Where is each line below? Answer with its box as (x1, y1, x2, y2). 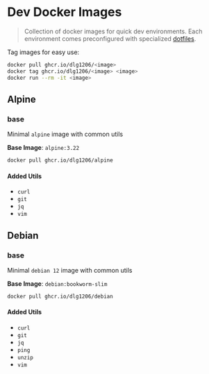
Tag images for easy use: (7, 48, 80, 56)
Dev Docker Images (7, 4, 122, 20)
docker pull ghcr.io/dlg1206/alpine (7, 157, 113, 164)
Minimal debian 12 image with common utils (7, 266, 133, 275)
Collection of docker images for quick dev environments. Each (24, 27, 203, 35)
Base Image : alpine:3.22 (7, 144, 80, 152)
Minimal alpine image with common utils (7, 130, 124, 139)
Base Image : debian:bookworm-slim (7, 280, 108, 288)
